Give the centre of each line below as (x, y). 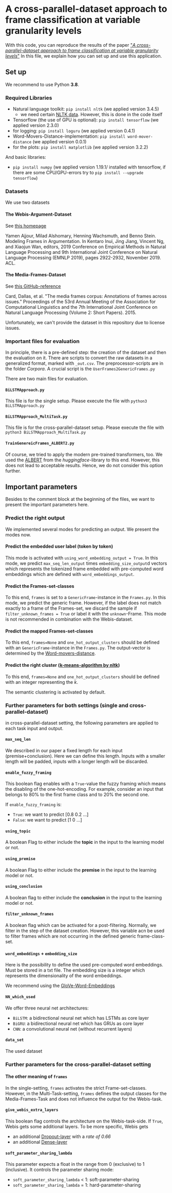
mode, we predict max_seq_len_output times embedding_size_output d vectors (86, 563)
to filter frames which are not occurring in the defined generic (71, 936)
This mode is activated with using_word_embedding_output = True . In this (82, 557)
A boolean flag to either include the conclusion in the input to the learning (84, 898)
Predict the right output (35, 518)
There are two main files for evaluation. (47, 379)
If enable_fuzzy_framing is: (33, 805)
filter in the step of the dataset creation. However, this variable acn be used (85, 931)
